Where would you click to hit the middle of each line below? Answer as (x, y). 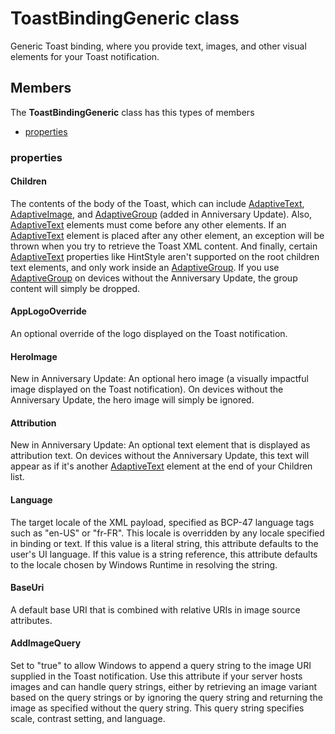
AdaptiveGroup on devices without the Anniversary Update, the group (154, 278)
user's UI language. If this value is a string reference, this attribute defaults (164, 554)
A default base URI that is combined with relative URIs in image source (155, 609)
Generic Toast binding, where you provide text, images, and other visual (158, 46)
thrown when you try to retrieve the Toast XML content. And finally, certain (164, 246)
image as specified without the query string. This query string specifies (157, 708)
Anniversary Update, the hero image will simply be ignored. (132, 400)
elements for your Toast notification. (85, 56)
